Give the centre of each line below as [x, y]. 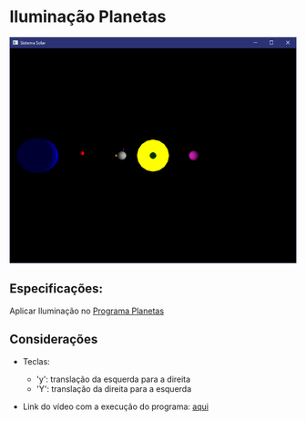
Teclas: [36, 361]
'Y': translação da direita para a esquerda [114, 388]
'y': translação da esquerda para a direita [113, 379]
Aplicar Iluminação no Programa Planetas [87, 311]
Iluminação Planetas [88, 17]
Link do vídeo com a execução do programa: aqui [116, 406]
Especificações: [56, 289]
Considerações [54, 339]
